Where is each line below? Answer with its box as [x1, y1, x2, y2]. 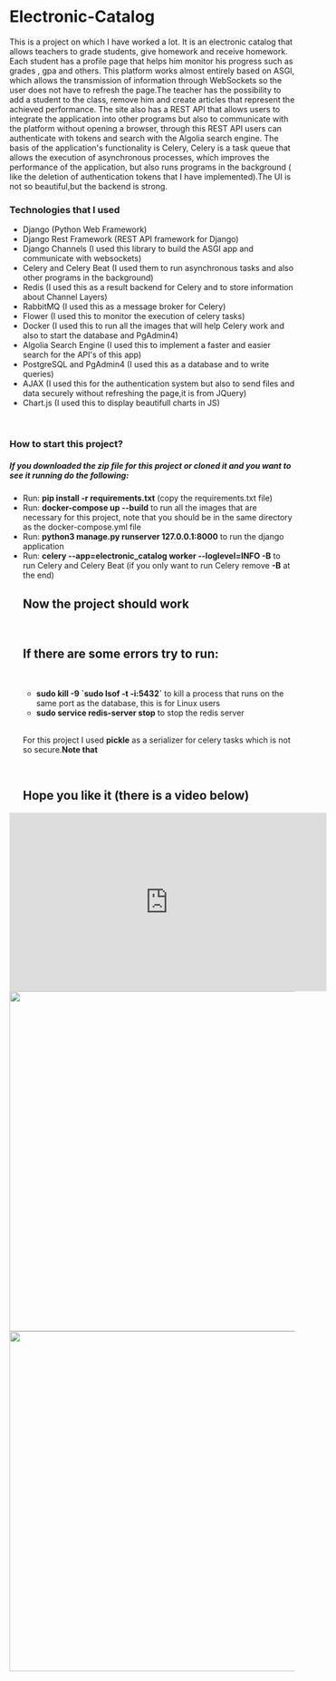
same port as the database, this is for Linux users [35, 697, 220, 708]
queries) [22, 369, 54, 380]
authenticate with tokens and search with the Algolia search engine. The [9, 132, 279, 143]
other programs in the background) [22, 272, 154, 283]
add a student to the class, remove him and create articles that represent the [9, 93, 295, 105]
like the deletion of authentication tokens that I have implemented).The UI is [9, 170, 292, 182]
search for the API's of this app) [22, 349, 142, 360]
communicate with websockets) [22, 253, 142, 264]
